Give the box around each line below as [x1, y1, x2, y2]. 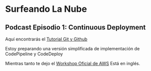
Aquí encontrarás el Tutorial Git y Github [5, 36, 88, 42]
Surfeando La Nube [5, 3, 87, 15]
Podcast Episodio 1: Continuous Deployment [5, 23, 146, 32]
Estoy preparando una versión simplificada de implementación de [5, 46, 140, 51]
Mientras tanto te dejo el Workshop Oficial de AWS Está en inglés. [5, 61, 141, 66]
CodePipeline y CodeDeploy [5, 51, 63, 57]
